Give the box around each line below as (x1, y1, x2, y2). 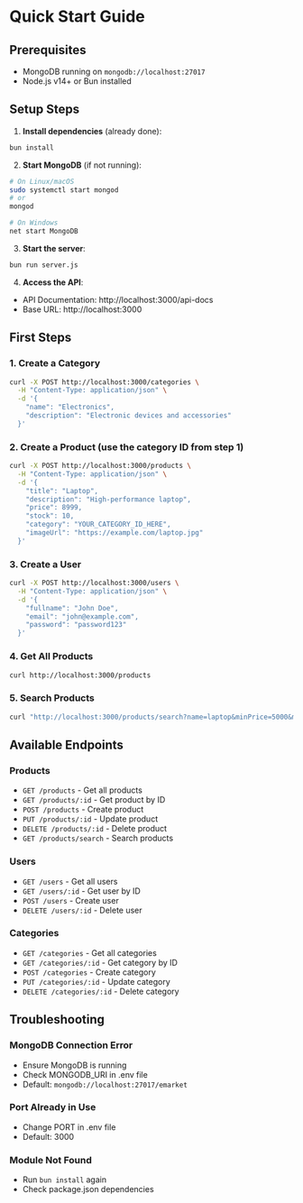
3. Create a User (9, 557, 82, 570)
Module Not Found (9, 1153, 93, 1166)
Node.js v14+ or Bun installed (22, 76, 133, 87)
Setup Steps (9, 102, 79, 117)
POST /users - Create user (22, 895, 119, 905)
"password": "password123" (25, 620, 127, 629)
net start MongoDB (9, 227, 78, 236)
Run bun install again (22, 1174, 106, 1185)
